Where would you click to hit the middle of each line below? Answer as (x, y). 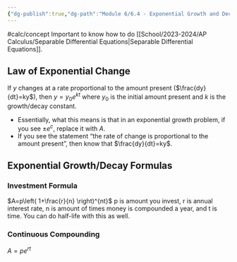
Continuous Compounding (54, 234)
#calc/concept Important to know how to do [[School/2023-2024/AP (107, 34)
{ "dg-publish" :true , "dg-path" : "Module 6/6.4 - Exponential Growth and (113, 14)
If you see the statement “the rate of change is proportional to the (113, 136)
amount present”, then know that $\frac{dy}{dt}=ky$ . (95, 143)
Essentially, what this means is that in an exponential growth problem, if (121, 119)
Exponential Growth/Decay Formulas (90, 166)
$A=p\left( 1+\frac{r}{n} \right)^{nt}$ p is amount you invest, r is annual (110, 201)
